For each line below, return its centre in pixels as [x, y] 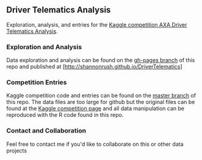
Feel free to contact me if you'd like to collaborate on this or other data [95, 144]
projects [17, 150]
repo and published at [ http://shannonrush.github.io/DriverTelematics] [94, 67]
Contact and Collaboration [46, 131]
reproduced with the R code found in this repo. [65, 115]
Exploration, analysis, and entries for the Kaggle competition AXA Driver [97, 24]
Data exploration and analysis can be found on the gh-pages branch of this [101, 60]
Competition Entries [37, 83]
